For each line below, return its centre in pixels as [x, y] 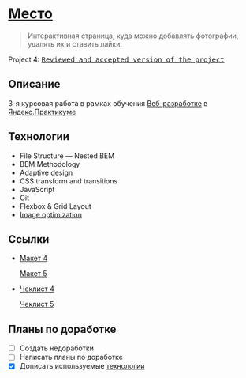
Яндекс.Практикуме [42, 112]
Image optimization [51, 214]
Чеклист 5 [37, 304]
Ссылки [29, 239]
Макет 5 [33, 274]
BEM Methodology [50, 164]
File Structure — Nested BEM [67, 156]
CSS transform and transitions [69, 181]
